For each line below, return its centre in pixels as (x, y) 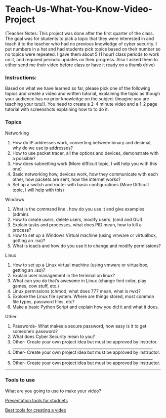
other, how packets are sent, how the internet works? (66, 179)
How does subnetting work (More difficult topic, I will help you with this (84, 164)
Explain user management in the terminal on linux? (63, 275)
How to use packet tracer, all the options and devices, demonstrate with (85, 153)
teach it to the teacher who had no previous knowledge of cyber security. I (81, 43)
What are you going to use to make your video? (53, 391)
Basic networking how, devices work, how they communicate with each (85, 174)
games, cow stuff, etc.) (36, 286)
